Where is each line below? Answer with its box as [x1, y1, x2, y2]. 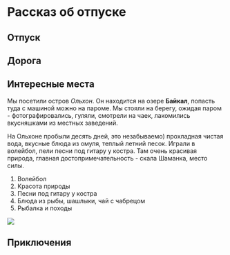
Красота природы [17, 182, 70, 190]
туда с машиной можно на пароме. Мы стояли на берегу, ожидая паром [7, 104, 222, 112]
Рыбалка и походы [17, 204, 73, 212]
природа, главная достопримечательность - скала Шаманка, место [7, 154, 208, 162]
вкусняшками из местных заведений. [7, 119, 119, 127]
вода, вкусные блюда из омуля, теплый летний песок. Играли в [7, 139, 195, 147]
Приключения [7, 237, 72, 249]
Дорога [7, 54, 41, 66]
